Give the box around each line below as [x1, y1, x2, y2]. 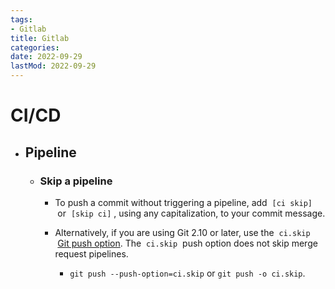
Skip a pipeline [39, 174, 113, 188]
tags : [10, 14, 33, 25]
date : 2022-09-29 [10, 52, 83, 62]
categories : [10, 42, 60, 53]
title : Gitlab [10, 33, 70, 43]
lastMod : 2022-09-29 [10, 61, 97, 71]
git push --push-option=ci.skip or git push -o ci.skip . [69, 267, 306, 279]
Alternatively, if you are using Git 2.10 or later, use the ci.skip [54, 226, 311, 238]
